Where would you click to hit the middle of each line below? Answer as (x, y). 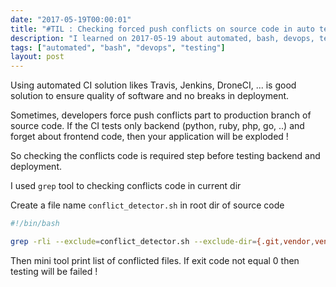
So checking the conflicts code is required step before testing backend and (165, 156)
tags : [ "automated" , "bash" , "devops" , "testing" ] (118, 47)
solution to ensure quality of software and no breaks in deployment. (150, 96)
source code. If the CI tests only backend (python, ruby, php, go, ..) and (157, 126)
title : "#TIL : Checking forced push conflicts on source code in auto (162, 29)
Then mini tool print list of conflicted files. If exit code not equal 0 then (155, 260)
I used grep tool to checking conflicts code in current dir (126, 186)
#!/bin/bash (35, 224)
